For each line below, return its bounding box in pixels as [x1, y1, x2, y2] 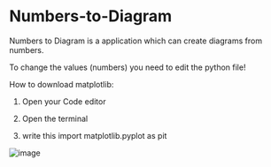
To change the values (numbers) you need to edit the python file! [9, 62, 246, 72]
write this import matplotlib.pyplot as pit [21, 130, 167, 140]
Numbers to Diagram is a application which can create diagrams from [9, 35, 263, 46]
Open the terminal [21, 113, 89, 124]
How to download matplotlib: [9, 79, 114, 89]
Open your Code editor [21, 95, 106, 107]
